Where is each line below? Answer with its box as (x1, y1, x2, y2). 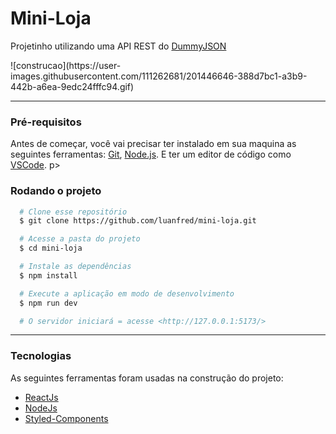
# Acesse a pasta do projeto (19, 234, 141, 244)
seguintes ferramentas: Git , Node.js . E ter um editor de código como (10, 148, 292, 161)
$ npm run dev (19, 298, 78, 308)
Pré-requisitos (10, 115, 82, 129)
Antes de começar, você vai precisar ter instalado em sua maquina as (10, 138, 297, 150)
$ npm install (19, 270, 78, 281)
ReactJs (24, 391, 59, 403)
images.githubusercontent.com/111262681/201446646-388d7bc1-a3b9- (10, 70, 308, 82)
